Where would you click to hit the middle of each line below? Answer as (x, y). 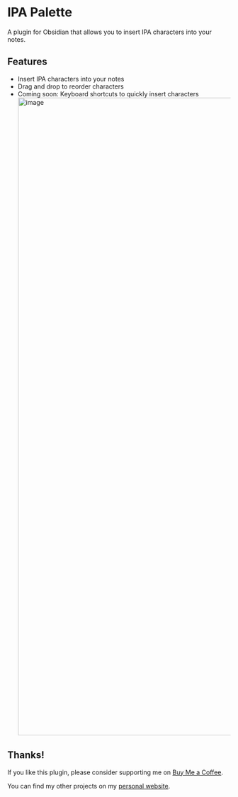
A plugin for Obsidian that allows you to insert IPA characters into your (110, 32)
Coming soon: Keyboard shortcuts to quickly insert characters (108, 94)
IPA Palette (40, 12)
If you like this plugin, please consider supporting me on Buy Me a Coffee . (115, 772)
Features (27, 62)
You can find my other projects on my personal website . (89, 786)
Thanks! (26, 755)
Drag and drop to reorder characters (70, 86)
